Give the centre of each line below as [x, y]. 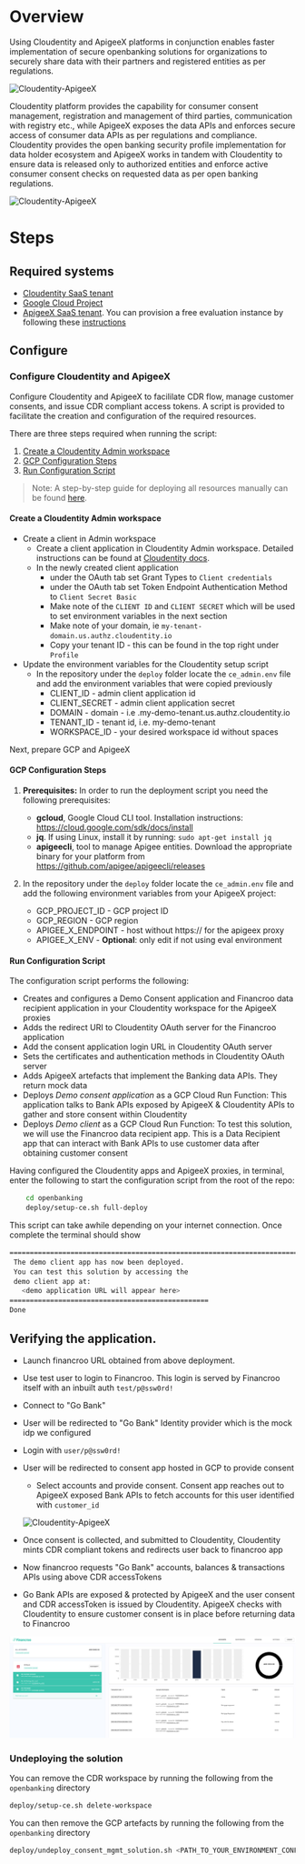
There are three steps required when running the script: [113, 433]
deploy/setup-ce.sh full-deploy [87, 1208]
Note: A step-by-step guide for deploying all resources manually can [160, 487]
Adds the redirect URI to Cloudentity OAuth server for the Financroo [149, 1027]
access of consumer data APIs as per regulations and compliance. [133, 135]
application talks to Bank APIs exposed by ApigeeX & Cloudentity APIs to [158, 1105]
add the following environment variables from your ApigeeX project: [149, 894]
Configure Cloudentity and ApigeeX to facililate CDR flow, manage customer [152, 396]
